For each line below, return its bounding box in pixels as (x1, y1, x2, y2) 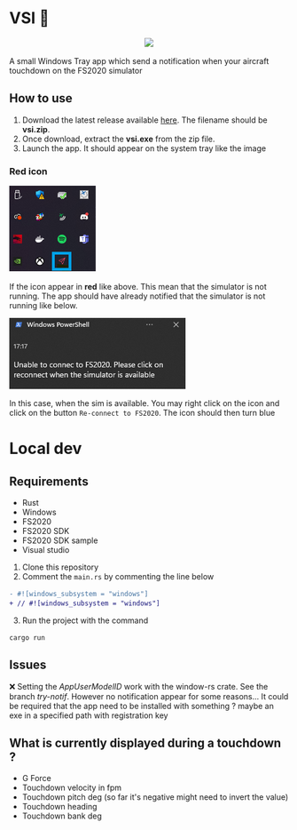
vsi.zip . (21, 124, 51, 134)
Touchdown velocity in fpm (21, 782, 122, 794)
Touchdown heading (21, 802, 98, 812)
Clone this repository (21, 562, 99, 572)
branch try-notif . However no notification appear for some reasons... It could (9, 690, 289, 701)
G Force (21, 773, 51, 784)
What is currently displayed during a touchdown (9, 736, 282, 750)
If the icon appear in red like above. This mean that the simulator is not (9, 282, 268, 292)
